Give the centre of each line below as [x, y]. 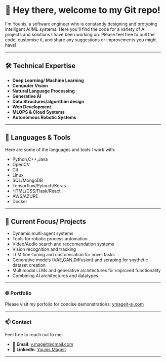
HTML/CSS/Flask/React [36, 191]
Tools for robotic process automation [50, 239]
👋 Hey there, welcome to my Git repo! [83, 10]
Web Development [32, 107]
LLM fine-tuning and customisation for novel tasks [63, 255]
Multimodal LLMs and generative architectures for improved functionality [86, 271]
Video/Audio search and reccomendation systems [63, 244]
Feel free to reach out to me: [34, 334]
